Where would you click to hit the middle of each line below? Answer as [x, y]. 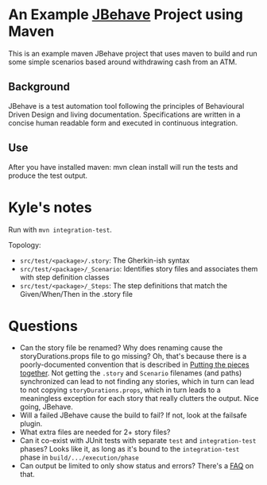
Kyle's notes [50, 207]
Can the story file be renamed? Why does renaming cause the [121, 348]
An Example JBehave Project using [126, 15]
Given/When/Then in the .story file [76, 294]
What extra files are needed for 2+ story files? [95, 432]
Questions [43, 326]
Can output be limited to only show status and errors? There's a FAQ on [137, 466]
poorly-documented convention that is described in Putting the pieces [134, 365]
